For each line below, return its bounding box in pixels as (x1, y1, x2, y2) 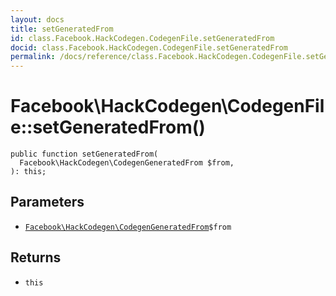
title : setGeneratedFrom (10, 24, 114, 34)
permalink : (10, 52, 56, 62)
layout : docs (10, 14, 65, 25)
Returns (10, 249, 62, 266)
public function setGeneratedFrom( (10, 149, 159, 160)
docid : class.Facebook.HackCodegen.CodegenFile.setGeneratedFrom (10, 42, 288, 53)
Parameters (10, 194, 85, 211)
